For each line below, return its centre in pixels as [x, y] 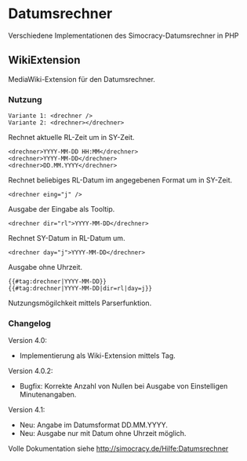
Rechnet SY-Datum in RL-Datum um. [67, 238]
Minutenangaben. [48, 395]
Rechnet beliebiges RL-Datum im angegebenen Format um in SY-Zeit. [120, 180]
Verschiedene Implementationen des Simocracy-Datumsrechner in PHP [123, 35]
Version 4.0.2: [31, 371]
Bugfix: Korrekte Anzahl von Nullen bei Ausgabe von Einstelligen [123, 386]
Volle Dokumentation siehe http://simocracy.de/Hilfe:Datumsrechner [118, 448]
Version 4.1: [27, 410]
